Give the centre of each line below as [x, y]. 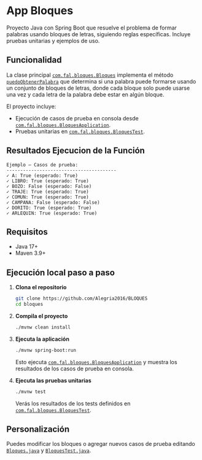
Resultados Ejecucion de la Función [76, 151]
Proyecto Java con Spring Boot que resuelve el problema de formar [91, 28]
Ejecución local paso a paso [61, 272]
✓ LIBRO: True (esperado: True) [48, 181]
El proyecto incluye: [31, 106]
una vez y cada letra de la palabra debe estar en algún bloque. [85, 94]
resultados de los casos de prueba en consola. [74, 368]
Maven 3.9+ [30, 253]
